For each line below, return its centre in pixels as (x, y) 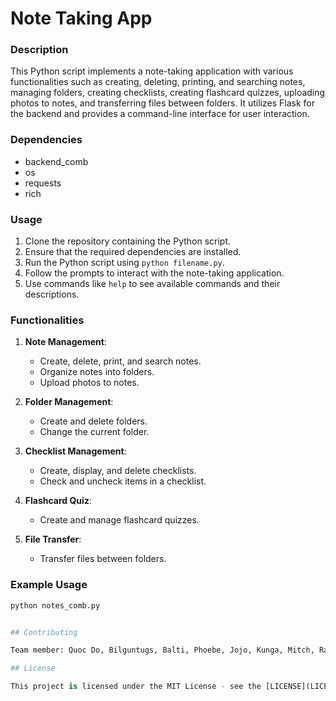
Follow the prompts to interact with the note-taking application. (154, 273)
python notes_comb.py (55, 605)
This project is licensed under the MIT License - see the (136, 687)
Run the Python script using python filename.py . (124, 263)
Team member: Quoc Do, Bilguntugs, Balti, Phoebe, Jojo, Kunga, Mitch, (162, 650)
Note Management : (65, 342)
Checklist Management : (75, 451)
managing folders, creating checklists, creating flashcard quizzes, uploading (168, 93)
